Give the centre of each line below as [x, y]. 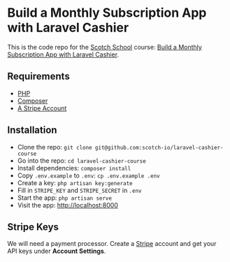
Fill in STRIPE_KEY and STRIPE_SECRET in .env [79, 190]
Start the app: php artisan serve [64, 198]
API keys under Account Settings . [57, 251]
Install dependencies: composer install [74, 168]
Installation [32, 130]
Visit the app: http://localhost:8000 [68, 205]
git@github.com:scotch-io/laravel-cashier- [159, 147]
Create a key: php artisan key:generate [75, 182]
